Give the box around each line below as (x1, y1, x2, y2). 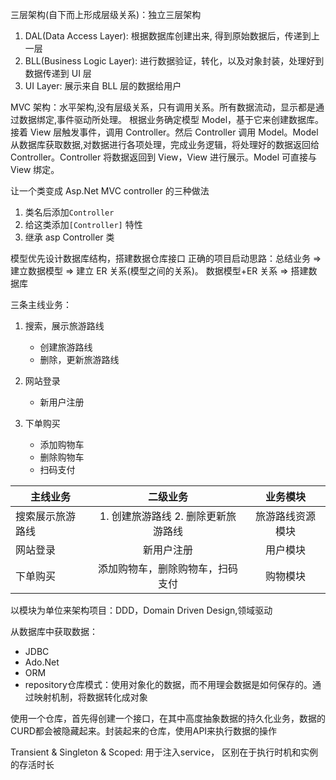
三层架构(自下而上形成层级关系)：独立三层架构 (10, 9, 202, 20)
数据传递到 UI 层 (24, 68, 92, 79)
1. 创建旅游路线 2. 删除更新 (99, 509, 227, 523)
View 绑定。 (10, 164, 60, 175)
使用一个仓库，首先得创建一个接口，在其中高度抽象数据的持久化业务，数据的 (10, 713, 326, 724)
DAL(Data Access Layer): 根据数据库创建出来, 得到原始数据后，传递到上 (24, 30, 320, 42)
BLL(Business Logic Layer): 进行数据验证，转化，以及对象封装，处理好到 (24, 55, 325, 67)
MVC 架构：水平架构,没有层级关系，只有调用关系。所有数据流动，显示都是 (10, 101, 317, 113)
